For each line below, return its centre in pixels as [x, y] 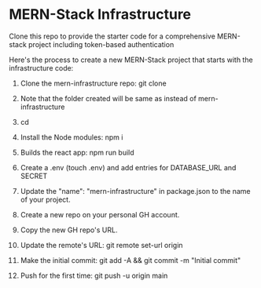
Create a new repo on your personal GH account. [100, 214]
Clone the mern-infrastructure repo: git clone [94, 83]
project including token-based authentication [101, 44]
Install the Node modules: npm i [72, 137]
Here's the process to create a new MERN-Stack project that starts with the [131, 60]
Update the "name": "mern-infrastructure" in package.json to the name [135, 191]
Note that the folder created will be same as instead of [108, 98]
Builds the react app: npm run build [77, 152]
